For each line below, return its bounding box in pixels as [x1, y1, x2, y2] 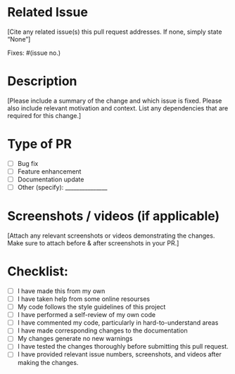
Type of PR [7, 136, 72, 152]
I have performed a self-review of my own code [17, 311, 156, 319]
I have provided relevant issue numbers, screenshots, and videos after [17, 350, 222, 359]
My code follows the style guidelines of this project [17, 303, 166, 311]
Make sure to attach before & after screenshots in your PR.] [7, 239, 179, 247]
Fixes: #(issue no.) [7, 49, 61, 57]
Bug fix [17, 159, 39, 167]
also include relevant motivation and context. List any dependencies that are [7, 103, 229, 112]
